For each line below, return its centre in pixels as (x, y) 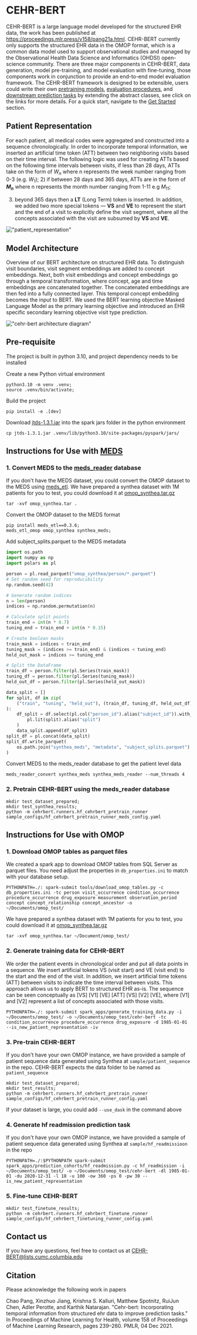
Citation (21, 1275)
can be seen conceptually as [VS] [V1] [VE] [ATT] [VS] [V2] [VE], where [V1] (98, 995)
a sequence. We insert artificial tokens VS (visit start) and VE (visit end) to (95, 970)
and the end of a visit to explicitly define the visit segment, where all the (101, 212)
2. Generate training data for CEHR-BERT (65, 951)
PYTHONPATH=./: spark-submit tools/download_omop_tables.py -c (85, 888)
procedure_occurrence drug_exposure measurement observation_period (91, 898)
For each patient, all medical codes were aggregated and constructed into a (98, 140)
